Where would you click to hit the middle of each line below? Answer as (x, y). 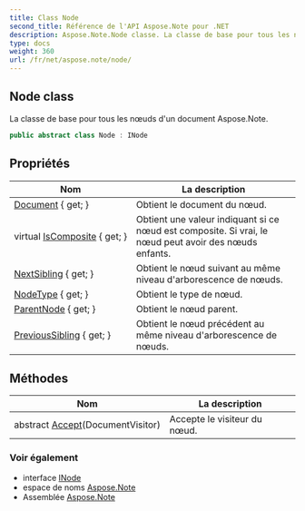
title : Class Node (44, 18)
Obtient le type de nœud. (189, 294)
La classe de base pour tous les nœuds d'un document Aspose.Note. (139, 118)
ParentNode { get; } (55, 309)
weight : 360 (32, 52)
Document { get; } (51, 204)
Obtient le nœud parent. (187, 309)
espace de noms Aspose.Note (79, 487)
